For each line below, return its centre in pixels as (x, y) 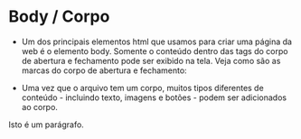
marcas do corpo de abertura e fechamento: (104, 70)
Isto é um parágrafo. (47, 125)
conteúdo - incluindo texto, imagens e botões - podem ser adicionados (154, 97)
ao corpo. (39, 107)
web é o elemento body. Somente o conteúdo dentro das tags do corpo (155, 51)
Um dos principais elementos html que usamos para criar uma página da (157, 42)
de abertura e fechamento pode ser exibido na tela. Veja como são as (151, 60)
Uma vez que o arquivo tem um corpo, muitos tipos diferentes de (142, 88)
